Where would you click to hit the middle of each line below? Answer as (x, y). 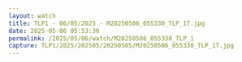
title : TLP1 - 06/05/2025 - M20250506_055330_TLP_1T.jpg (107, 23)
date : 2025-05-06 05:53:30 (54, 31)
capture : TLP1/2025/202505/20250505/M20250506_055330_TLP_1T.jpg (121, 46)
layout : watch (32, 16)
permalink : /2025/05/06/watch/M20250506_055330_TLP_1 (102, 38)
